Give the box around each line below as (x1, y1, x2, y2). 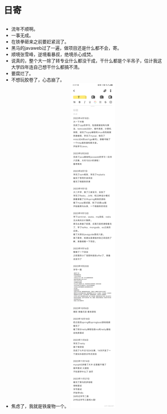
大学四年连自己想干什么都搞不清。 (11, 64, 82, 70)
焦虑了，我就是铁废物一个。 (11, 403, 69, 409)
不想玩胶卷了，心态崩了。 (11, 77, 65, 83)
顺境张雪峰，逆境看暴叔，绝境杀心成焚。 (11, 51, 96, 57)
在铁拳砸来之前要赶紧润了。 (11, 39, 69, 45)
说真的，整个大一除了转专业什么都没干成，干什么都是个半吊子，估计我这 (11, 57, 162, 63)
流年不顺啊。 (11, 26, 38, 32)
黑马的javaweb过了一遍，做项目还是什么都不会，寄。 (11, 45, 122, 51)
